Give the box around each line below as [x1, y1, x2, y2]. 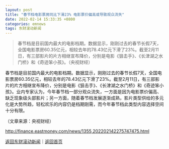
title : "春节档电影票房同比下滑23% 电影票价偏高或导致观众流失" [5, 12, 125, 17]
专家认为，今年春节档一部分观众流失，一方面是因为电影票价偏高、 [25, 89, 162, 95]
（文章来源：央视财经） [5, 118, 54, 124]
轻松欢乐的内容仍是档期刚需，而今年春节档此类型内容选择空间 [36, 101, 164, 107]
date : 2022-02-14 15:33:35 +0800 [5, 17, 75, 22]
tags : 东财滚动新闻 [5, 26, 42, 31]
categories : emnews [5, 21, 46, 27]
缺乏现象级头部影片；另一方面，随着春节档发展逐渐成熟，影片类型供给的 [5, 95, 155, 101]
